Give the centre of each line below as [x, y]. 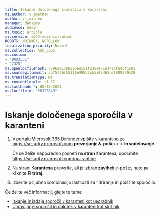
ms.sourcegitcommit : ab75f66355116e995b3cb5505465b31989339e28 [70, 73]
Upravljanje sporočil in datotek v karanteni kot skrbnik [66, 207]
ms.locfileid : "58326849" [31, 91]
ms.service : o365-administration [39, 37]
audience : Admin [21, 28]
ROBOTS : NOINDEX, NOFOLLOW [32, 41]
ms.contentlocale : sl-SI [30, 82]
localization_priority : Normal [37, 46]
